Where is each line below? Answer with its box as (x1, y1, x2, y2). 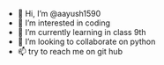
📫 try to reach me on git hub (17, 47, 123, 56)
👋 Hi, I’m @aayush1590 (17, 9, 101, 18)
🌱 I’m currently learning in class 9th (17, 27, 147, 37)
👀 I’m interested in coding (17, 18, 111, 28)
